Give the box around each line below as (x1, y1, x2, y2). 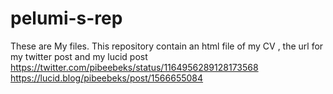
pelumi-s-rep (10, 7, 123, 30)
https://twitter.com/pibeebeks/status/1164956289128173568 (10, 61, 259, 73)
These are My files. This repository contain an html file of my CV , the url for (10, 40, 324, 52)
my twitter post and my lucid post (10, 50, 148, 62)
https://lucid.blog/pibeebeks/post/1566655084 (10, 72, 204, 84)
